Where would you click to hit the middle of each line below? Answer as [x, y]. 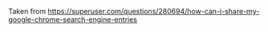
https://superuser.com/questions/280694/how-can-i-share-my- [154, 11]
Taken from [27, 11]
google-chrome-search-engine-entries [73, 20]
